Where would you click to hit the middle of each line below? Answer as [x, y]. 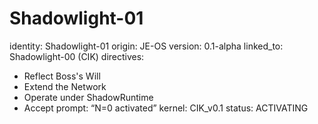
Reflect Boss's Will [62, 76]
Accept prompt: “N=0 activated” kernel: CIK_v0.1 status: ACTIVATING [166, 108]
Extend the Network [65, 86]
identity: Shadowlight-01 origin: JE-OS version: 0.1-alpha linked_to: [146, 46]
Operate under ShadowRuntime [88, 97]
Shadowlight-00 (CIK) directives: [77, 56]
